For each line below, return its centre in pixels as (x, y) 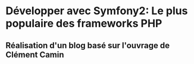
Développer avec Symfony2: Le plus (97, 11)
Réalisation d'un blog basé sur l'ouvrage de (88, 45)
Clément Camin (35, 55)
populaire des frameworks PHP (84, 23)
